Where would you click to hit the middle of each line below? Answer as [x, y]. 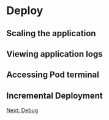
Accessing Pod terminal [53, 75]
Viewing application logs [55, 54]
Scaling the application [51, 33]
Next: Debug [22, 110]
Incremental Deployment [55, 96]
